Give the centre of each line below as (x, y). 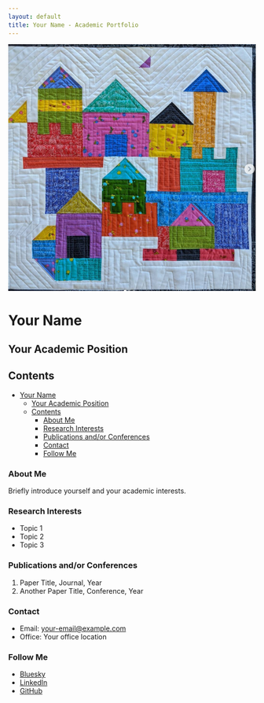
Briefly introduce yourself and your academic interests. (97, 491)
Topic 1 (31, 528)
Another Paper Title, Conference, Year (81, 591)
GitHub (31, 691)
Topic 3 (32, 545)
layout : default (35, 17)
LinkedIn (33, 683)
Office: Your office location (63, 636)
